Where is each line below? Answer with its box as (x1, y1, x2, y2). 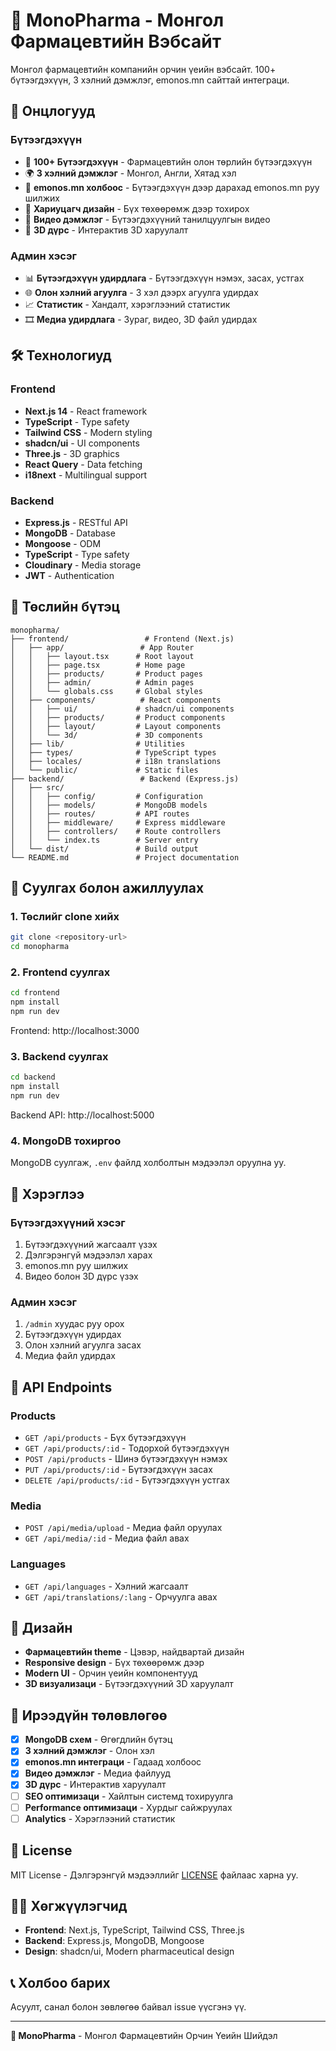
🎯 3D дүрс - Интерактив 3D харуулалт (24, 224, 189, 236)
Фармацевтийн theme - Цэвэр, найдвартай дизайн (24, 1646, 245, 1658)
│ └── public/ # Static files (10, 765, 199, 775)
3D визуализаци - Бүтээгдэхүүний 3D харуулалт (24, 1678, 234, 1690)
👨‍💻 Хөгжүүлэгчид (10, 1897, 128, 1914)
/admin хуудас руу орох (24, 1318, 125, 1330)
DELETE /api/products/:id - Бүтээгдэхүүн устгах (24, 1474, 230, 1486)
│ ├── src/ (10, 782, 65, 793)
